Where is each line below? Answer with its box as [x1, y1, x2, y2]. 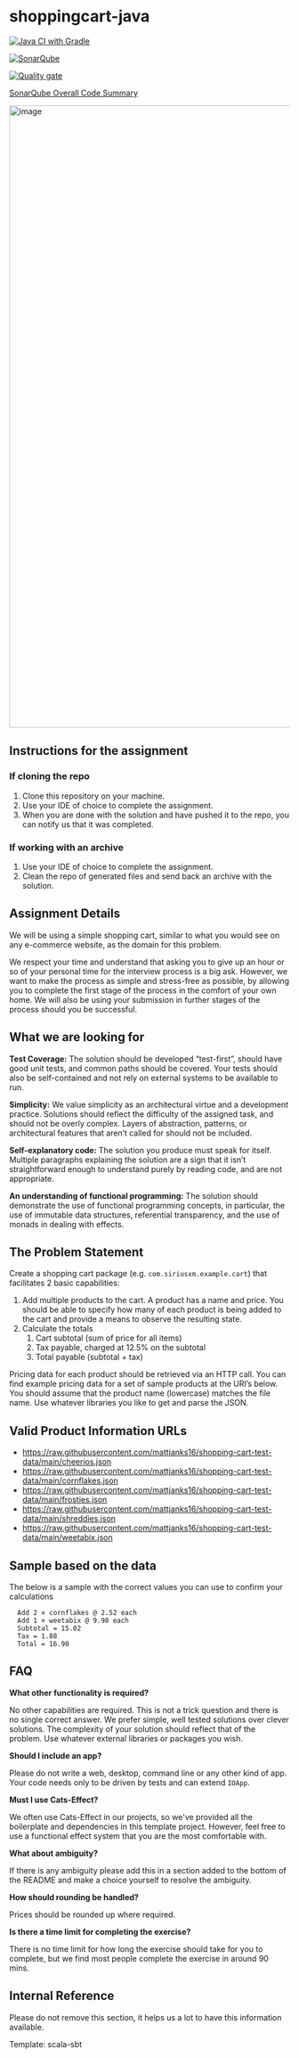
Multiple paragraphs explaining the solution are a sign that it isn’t [9, 1154, 246, 1165]
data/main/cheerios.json [21, 1456, 112, 1467]
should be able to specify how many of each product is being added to [21, 1304, 282, 1316]
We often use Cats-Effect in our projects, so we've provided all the [9, 1811, 254, 1822]
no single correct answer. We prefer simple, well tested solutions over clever [9, 1714, 289, 1725]
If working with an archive [9, 840, 125, 853]
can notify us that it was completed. [21, 818, 154, 830]
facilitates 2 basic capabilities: [9, 1277, 120, 1289]
